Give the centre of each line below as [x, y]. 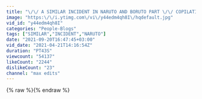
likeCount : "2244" [29, 62]
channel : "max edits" [33, 73]
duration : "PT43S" [29, 51]
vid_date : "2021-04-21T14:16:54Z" [50, 46]
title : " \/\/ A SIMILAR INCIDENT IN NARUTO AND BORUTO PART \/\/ [90, 12]
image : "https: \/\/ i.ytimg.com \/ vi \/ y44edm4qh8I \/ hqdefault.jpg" [90, 17]
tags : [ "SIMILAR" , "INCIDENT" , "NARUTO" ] [56, 34]
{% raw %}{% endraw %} [38, 90]
